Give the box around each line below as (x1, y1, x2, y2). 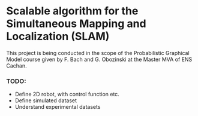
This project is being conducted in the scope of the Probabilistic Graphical (6, 49, 190, 56)
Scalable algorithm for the (6, 4, 139, 18)
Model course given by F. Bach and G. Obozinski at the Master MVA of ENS (6, 56, 193, 63)
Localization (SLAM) (6, 30, 110, 43)
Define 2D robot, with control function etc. (14, 91, 120, 98)
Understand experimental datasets (14, 103, 101, 111)
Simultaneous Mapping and (6, 17, 146, 30)
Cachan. (6, 62, 27, 69)
